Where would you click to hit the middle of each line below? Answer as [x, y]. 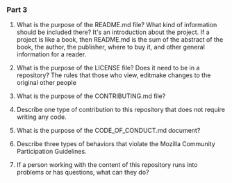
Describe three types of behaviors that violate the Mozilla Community [116, 144]
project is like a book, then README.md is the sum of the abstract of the [120, 40]
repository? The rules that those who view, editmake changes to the [114, 75]
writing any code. [41, 117]
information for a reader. [51, 54]
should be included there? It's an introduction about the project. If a [113, 32]
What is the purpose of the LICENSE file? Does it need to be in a [108, 68]
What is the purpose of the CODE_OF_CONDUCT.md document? [108, 131]
